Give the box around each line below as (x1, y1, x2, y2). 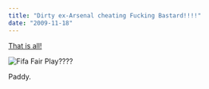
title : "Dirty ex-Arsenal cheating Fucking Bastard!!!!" (8, 11, 202, 20)
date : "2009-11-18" (8, 19, 73, 27)
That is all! (8, 41, 42, 50)
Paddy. (8, 72, 32, 81)
